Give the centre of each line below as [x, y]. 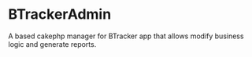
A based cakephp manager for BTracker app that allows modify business [126, 36]
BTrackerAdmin [60, 14]
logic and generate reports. [52, 44]
